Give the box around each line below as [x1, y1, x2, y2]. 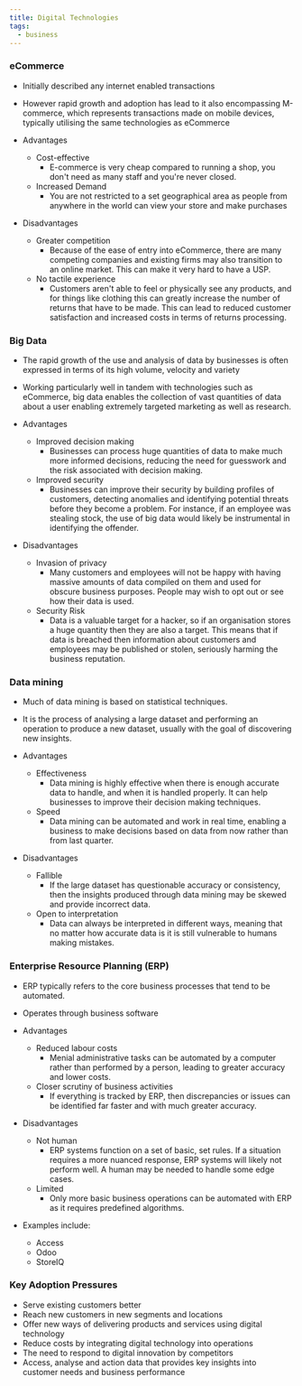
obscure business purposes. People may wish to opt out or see [49, 586, 284, 597]
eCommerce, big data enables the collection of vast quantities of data [22, 391, 282, 402]
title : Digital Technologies [9, 13, 119, 23]
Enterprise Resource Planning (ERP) [9, 960, 169, 972]
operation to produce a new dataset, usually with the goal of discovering [22, 723, 292, 734]
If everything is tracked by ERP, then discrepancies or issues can [49, 1090, 291, 1102]
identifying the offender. [49, 522, 140, 533]
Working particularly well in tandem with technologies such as [22, 381, 253, 393]
